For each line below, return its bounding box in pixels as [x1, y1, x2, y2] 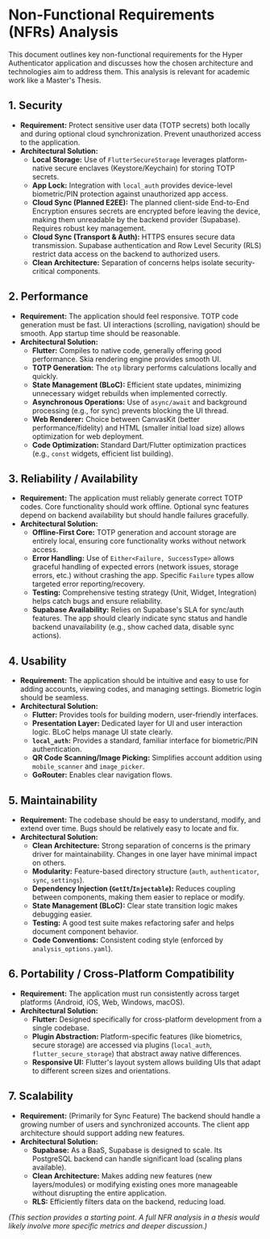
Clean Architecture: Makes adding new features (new [31, 1170, 212, 1181]
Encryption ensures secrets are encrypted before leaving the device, [31, 206, 260, 216]
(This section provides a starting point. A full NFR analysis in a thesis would [8, 1212, 260, 1222]
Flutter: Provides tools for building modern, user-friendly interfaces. [31, 710, 259, 720]
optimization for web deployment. [31, 431, 144, 441]
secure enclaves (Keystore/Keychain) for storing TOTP [54, 163, 235, 173]
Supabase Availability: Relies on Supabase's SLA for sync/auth [31, 605, 244, 615]
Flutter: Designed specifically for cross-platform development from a [31, 1014, 262, 1024]
